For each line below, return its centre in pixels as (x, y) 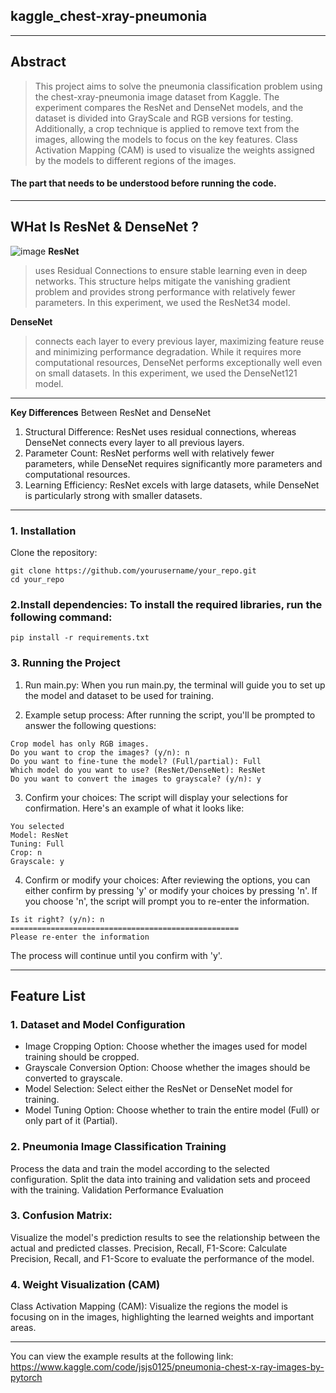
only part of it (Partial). (71, 1121)
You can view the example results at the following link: (122, 1356)
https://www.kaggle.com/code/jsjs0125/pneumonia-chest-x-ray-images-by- (167, 1367)
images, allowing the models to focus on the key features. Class (166, 139)
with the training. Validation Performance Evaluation (117, 1190)
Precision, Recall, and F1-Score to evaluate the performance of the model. (162, 1258)
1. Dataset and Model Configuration (98, 1024)
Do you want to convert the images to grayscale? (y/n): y (136, 779)
